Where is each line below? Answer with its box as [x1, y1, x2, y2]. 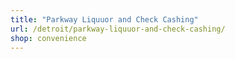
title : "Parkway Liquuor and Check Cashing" [10, 14, 199, 25]
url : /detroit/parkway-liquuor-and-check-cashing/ [10, 24, 226, 34]
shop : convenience [10, 33, 87, 43]
